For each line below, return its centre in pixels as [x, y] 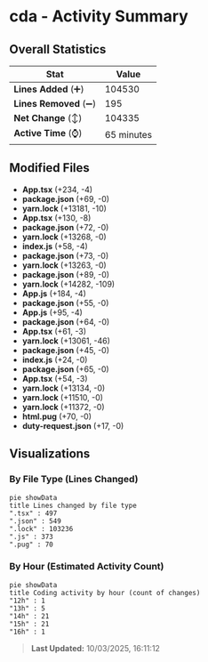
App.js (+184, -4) [54, 293]
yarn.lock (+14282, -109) [68, 284]
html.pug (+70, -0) [56, 416]
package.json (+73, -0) [65, 255]
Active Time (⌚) [48, 133]
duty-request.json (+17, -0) [73, 425]
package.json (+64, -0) [66, 321]
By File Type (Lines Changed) [74, 480]
